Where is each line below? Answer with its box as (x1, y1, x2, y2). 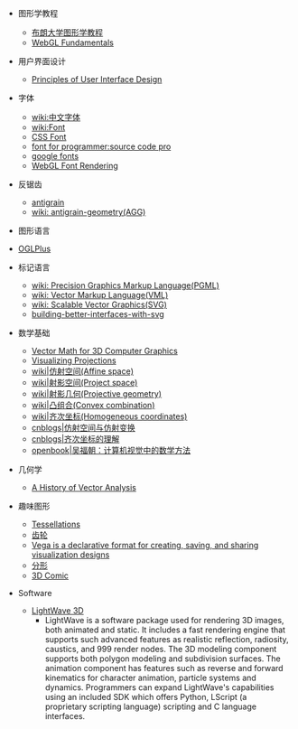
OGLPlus (17, 243, 51, 254)
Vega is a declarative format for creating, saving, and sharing (31, 540, 259, 550)
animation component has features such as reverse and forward (44, 663, 284, 673)
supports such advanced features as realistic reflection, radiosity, (44, 634, 289, 644)
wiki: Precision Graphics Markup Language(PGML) (31, 280, 219, 291)
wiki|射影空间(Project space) (31, 378, 138, 388)
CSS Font (31, 132, 67, 142)
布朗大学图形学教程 (31, 27, 104, 38)
